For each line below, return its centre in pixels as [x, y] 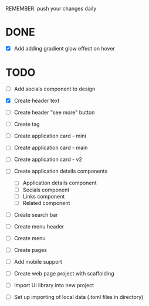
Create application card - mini [50, 136]
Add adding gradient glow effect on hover [65, 48]
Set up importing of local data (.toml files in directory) [79, 297]
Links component [44, 196]
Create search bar [36, 214]
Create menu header [39, 226]
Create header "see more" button [54, 112]
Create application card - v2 [48, 159]
